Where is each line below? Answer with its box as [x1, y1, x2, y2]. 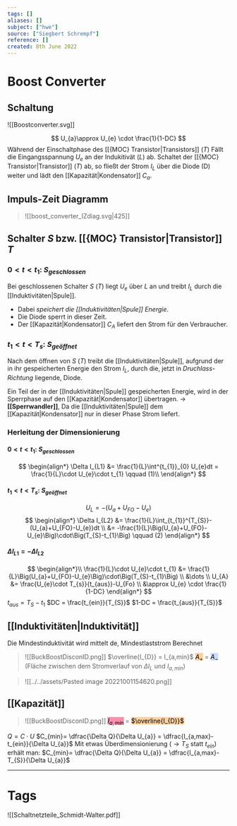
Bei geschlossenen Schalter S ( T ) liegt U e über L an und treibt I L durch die [7, 282, 222, 292]
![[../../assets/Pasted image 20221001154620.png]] [24, 678, 172, 686]
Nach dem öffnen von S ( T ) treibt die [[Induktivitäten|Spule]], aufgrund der [7, 357, 224, 365]
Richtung [7, 374, 34, 382]
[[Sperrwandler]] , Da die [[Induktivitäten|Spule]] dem [7, 402, 164, 411]
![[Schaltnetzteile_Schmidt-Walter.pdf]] [7, 810, 121, 820]
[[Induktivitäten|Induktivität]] [7, 620, 140, 632]
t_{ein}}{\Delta [7, 739, 49, 748]
